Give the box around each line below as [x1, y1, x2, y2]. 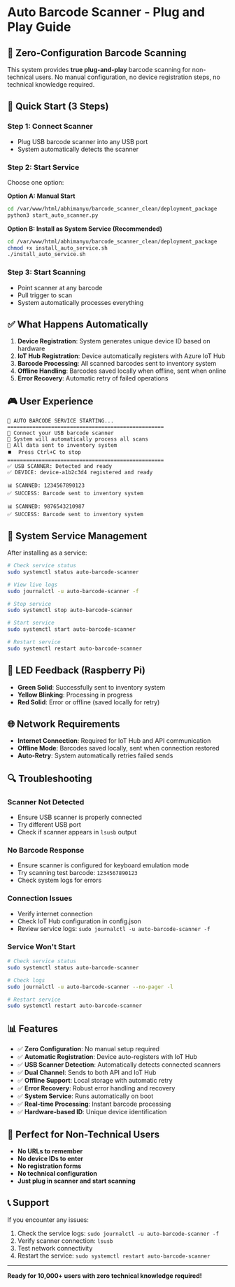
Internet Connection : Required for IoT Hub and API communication [17, 737, 211, 745]
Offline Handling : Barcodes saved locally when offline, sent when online [17, 367, 227, 375]
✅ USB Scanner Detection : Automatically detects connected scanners [17, 1060, 221, 1069]
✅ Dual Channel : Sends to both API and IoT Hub [17, 1068, 157, 1077]
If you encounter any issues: [7, 1215, 90, 1224]
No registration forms [17, 1162, 82, 1170]
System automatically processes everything [17, 298, 144, 306]
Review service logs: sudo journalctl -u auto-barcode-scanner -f [17, 924, 211, 932]
